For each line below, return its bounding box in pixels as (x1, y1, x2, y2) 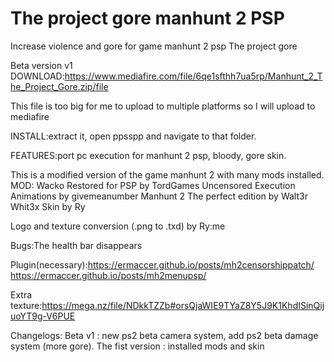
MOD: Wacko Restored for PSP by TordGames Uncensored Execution (10, 179, 296, 191)
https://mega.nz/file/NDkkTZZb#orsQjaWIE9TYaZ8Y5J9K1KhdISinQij (41, 299, 325, 311)
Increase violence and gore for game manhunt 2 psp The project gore (10, 40, 298, 52)
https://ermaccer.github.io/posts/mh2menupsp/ (10, 269, 207, 281)
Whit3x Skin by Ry (10, 200, 86, 212)
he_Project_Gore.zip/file (10, 80, 109, 92)
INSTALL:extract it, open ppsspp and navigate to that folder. (10, 130, 257, 142)
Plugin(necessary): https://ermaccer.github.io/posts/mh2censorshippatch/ (10, 258, 315, 271)
